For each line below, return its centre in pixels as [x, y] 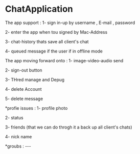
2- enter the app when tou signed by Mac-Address [56, 32]
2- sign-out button [24, 70]
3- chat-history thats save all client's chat [47, 41]
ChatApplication [39, 9]
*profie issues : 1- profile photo [36, 108]
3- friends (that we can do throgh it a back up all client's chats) [69, 127]
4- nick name [19, 136]
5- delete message [24, 99]
